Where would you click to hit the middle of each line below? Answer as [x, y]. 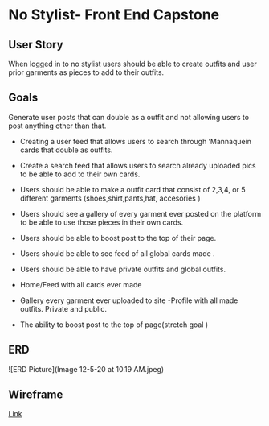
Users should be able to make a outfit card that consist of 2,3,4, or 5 [133, 189]
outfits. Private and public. [63, 308]
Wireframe [36, 395]
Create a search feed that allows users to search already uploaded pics [138, 165]
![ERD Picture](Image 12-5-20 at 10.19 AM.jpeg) [86, 369]
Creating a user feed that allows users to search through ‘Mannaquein [135, 141]
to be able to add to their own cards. [80, 174]
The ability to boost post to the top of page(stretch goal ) [114, 325]
